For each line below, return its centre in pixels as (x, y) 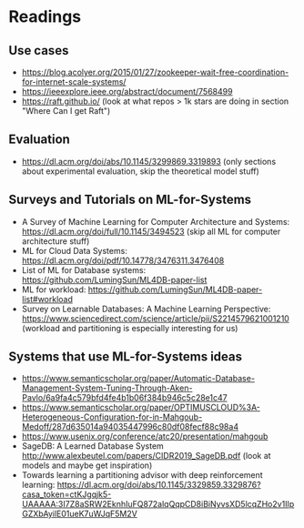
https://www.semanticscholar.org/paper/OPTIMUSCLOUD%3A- (141, 408)
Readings (45, 17)
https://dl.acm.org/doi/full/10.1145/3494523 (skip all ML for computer (151, 231)
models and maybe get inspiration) (87, 465)
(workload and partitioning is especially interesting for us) (130, 328)
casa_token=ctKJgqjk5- (66, 494)
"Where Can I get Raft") (66, 111)
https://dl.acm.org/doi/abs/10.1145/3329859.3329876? (159, 485)
